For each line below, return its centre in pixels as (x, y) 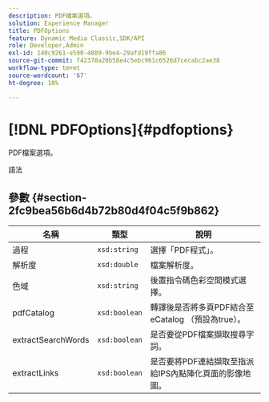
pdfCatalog (33, 313)
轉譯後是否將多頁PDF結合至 (202, 307)
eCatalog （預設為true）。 (198, 319)
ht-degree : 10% (34, 83)
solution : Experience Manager (59, 23)
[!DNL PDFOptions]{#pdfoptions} (121, 130)
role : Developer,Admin (46, 46)
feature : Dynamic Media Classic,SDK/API (77, 38)
